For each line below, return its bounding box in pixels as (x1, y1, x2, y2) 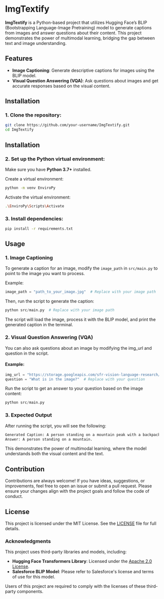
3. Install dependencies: (5, 215, 63, 222)
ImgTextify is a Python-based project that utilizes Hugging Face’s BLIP (5, 20, 147, 25)
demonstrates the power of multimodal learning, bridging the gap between (5, 35, 155, 41)
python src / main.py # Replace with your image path (5, 308, 115, 313)
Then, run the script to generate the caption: (5, 299, 94, 304)
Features (5, 55, 33, 63)
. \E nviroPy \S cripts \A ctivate (5, 203, 64, 208)
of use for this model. (12, 574, 55, 580)
